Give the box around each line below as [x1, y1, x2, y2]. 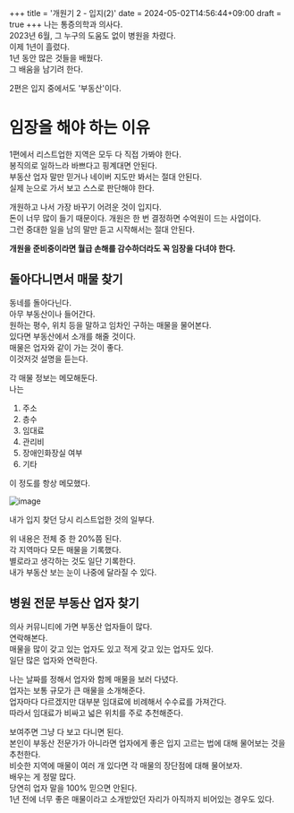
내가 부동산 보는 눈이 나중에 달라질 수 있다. [9, 567, 157, 577]
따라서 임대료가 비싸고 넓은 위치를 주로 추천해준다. [9, 707, 184, 718]
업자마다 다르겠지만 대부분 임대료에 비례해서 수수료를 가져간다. [9, 696, 227, 706]
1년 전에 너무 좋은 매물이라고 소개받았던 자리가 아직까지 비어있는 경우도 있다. [9, 793, 275, 804]
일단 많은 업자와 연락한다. [9, 654, 98, 665]
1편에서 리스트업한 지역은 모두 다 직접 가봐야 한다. [9, 149, 181, 160]
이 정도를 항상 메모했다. [9, 478, 91, 489]
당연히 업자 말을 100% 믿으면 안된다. [9, 783, 138, 793]
